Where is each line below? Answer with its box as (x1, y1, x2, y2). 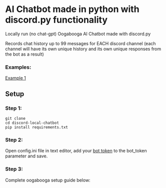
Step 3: (5, 165, 23, 172)
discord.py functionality (5, 14, 108, 26)
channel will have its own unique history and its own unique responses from (5, 46, 161, 52)
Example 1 (5, 75, 26, 81)
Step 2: (5, 136, 23, 143)
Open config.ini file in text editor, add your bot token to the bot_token (5, 148, 147, 154)
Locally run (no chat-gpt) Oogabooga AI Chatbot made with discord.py (5, 31, 151, 37)
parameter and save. (5, 153, 48, 159)
